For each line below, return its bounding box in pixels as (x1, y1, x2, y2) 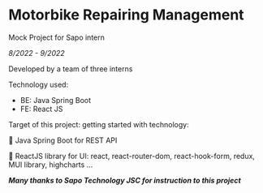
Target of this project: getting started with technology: (8, 119, 189, 129)
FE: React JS (19, 104, 63, 114)
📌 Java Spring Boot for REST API (8, 135, 118, 145)
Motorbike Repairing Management (8, 6, 245, 24)
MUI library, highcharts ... (8, 160, 93, 169)
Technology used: (8, 79, 69, 89)
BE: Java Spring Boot (19, 95, 92, 105)
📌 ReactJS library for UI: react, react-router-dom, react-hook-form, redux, (8, 151, 256, 161)
